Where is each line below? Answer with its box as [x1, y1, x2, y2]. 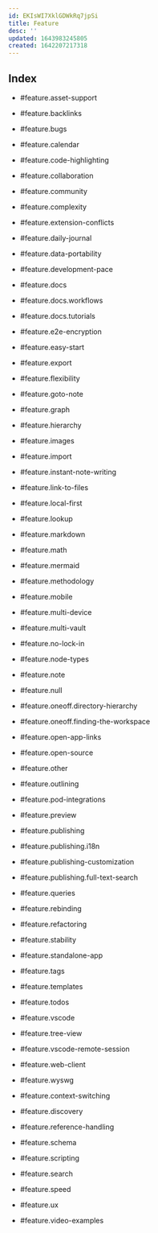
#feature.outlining [19, 778, 79, 789]
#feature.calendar [19, 139, 80, 149]
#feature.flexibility [19, 373, 80, 383]
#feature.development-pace [19, 264, 114, 274]
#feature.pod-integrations [19, 794, 106, 804]
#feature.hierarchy [19, 420, 82, 430]
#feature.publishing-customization [19, 856, 135, 866]
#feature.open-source [19, 748, 94, 757]
